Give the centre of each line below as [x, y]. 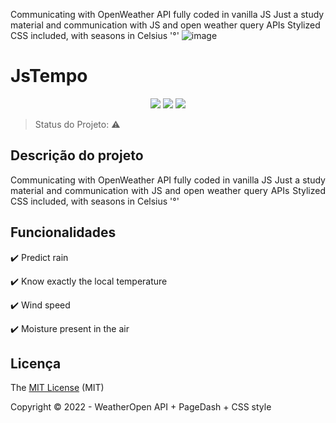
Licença [36, 363]
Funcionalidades [63, 232]
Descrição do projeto [77, 155]
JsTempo [49, 76]
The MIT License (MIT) [57, 388]
